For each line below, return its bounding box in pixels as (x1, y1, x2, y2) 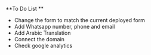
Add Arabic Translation (14, 29, 71, 36)
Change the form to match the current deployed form (14, 17, 146, 23)
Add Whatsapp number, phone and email (14, 23, 115, 30)
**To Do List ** (5, 5, 44, 12)
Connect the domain (14, 36, 65, 42)
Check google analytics (14, 42, 73, 49)
